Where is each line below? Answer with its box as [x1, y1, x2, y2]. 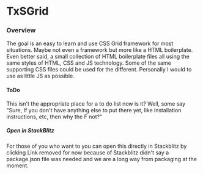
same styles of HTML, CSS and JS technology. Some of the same [6, 59, 171, 67]
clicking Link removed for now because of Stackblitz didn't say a [6, 148, 169, 156]
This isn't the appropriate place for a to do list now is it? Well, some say [6, 100, 186, 107]
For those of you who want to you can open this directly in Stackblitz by [6, 142, 187, 150]
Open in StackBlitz [6, 127, 55, 134]
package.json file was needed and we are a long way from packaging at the [6, 155, 197, 162]
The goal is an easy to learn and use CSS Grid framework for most [6, 40, 174, 47]
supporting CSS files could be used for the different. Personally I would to [6, 66, 192, 73]
